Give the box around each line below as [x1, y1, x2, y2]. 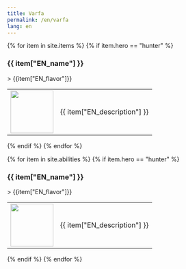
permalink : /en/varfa [7, 16, 69, 23]
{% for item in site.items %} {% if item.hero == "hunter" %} [7, 42, 174, 50]
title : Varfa [7, 10, 44, 17]
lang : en [7, 23, 32, 30]
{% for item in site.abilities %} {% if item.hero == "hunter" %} [7, 155, 180, 163]
